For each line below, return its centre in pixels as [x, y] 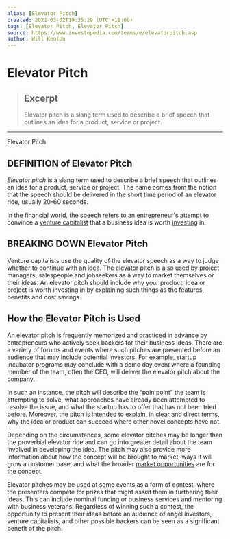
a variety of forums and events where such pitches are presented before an [114, 349]
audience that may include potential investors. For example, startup [102, 357]
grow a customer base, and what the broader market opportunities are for [111, 463]
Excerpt [41, 98]
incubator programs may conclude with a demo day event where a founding [114, 364]
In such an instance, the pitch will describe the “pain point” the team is [106, 392]
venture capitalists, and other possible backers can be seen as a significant [113, 521]
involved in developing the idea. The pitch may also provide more [99, 449]
